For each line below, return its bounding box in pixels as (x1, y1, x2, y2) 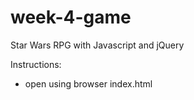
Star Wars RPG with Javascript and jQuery (10, 39, 185, 51)
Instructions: (10, 58, 62, 70)
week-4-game (10, 6, 132, 29)
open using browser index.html (24, 77, 153, 90)
